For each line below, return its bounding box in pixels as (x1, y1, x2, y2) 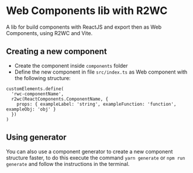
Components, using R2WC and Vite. (6, 29, 93, 36)
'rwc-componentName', (11, 91, 64, 97)
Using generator (6, 133, 67, 143)
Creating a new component (6, 47, 107, 57)
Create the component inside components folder (14, 62, 128, 69)
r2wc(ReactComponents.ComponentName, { (11, 96, 109, 102)
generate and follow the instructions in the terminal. (6, 160, 130, 167)
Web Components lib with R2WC (6, 4, 168, 18)
